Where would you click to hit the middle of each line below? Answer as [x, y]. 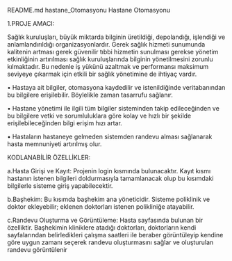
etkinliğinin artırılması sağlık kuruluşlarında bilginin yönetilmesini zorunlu [110, 59]
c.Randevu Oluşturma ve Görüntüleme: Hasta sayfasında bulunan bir [105, 220]
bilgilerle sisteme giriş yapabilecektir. [60, 186]
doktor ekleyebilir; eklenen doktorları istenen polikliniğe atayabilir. [101, 207]
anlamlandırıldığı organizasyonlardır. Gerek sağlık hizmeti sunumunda [106, 44]
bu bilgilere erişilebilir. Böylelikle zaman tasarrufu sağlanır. [90, 95]
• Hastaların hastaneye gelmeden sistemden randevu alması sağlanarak [110, 136]
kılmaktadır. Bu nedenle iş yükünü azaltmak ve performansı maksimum [108, 66]
